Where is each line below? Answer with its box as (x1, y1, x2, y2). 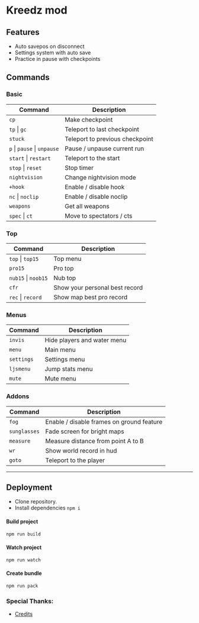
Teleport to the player (45, 456, 105, 464)
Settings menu (44, 356, 85, 364)
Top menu (53, 254, 82, 263)
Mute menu (44, 375, 77, 383)
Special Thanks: (6, 597, 54, 605)
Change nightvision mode (65, 173, 136, 181)
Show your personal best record (53, 283, 143, 292)
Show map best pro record (53, 293, 128, 301)
